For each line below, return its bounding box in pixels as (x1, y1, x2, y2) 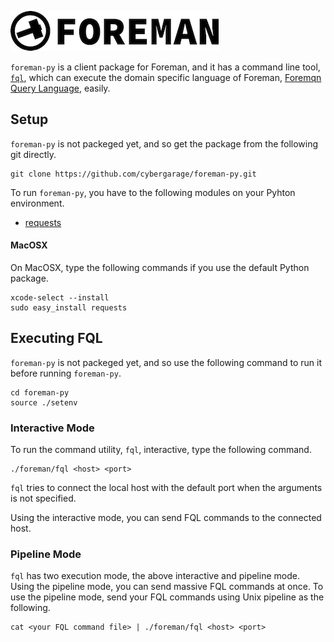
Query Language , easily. (10, 82, 111, 94)
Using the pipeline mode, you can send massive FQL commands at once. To (10, 581, 324, 593)
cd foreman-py (10, 387, 70, 398)
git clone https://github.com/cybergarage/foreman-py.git (10, 169, 257, 179)
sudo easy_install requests (10, 303, 128, 313)
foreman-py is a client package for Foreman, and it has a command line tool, (10, 61, 321, 73)
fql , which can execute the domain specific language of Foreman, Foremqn (10, 72, 322, 83)
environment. (10, 197, 65, 209)
